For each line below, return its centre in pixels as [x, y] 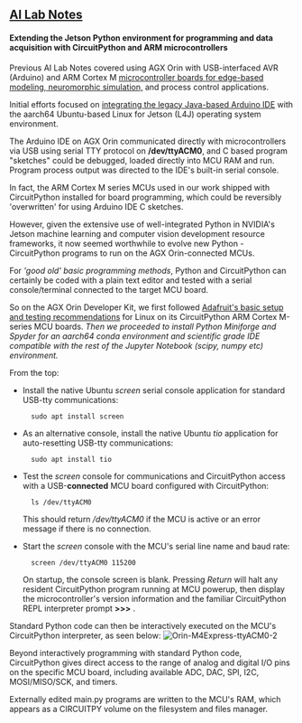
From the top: [34, 372]
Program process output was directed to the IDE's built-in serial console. [144, 170]
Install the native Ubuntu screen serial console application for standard [154, 390]
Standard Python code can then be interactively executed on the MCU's [143, 625]
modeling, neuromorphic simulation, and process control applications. [139, 87]
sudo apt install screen [78, 416]
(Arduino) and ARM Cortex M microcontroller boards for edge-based [137, 77]
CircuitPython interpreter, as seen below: [85, 635]
